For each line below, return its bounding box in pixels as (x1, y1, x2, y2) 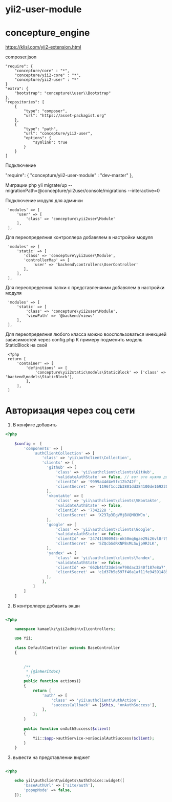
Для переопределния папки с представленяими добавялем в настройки (5, 285, 165, 291)
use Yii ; (14, 636, 33, 641)
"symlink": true (32, 140, 68, 145)
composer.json (5, 54, 37, 60)
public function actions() (24, 679, 81, 684)
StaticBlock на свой (5, 342, 48, 349)
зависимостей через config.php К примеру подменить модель (5, 337, 143, 343)
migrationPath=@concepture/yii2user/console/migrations (5, 188, 127, 194)
